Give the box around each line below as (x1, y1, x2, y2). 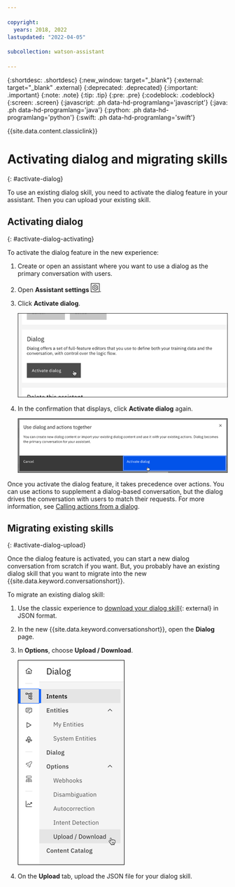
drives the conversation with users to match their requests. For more (7, 495, 205, 503)
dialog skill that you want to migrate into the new (7, 569, 147, 578)
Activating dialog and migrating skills (7, 152, 228, 168)
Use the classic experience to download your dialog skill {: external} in (17, 604, 219, 613)
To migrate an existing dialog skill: (7, 590, 105, 599)
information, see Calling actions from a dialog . (7, 502, 140, 510)
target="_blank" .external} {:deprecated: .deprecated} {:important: (7, 83, 198, 91)
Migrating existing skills (7, 523, 114, 535)
